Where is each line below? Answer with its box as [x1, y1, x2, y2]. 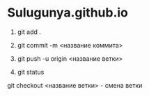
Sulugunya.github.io [7, 5, 129, 21]
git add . [17, 28, 42, 36]
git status [17, 68, 45, 76]
